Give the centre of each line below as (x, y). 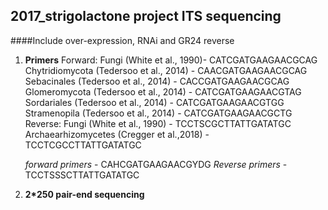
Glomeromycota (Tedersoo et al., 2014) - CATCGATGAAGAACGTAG (163, 91)
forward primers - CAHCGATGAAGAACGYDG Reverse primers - (156, 164)
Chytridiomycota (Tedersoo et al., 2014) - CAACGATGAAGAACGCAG (166, 70)
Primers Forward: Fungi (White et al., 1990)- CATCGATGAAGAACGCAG (171, 60)
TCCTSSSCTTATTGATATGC (82, 175)
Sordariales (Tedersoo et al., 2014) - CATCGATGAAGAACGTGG (154, 102)
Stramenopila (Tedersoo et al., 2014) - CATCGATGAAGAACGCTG (158, 113)
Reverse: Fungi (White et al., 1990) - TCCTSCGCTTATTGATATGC (158, 123)
